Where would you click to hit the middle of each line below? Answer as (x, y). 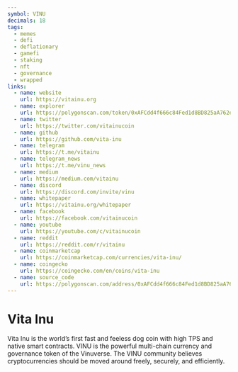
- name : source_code (44, 277)
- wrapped (28, 80)
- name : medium (36, 172)
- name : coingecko (41, 264)
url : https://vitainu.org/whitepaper (76, 205)
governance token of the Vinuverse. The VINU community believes (105, 354)
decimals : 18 (27, 21)
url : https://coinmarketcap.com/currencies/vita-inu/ (101, 258)
